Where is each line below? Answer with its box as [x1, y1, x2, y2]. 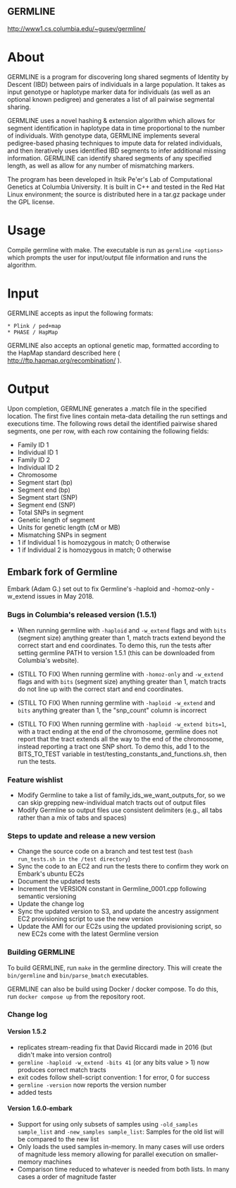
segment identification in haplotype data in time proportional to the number [7, 124, 225, 132]
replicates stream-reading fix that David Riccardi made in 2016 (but [17, 1042, 213, 1052]
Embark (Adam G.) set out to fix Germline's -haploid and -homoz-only [7, 584, 210, 593]
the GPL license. [7, 197, 55, 206]
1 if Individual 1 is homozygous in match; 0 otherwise [17, 538, 170, 546]
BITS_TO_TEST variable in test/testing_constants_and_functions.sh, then [17, 749, 227, 758]
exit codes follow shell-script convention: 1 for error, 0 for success [17, 1073, 210, 1081]
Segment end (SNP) [17, 500, 76, 509]
